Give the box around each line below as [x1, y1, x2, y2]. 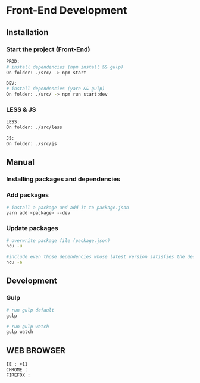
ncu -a [6, 259, 23, 265]
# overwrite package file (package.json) [6, 237, 111, 244]
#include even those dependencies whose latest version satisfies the [6, 254, 185, 260]
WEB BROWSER [6, 346, 65, 356]
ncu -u [6, 243, 23, 249]
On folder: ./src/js [6, 141, 58, 147]
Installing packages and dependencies [6, 175, 121, 183]
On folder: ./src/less [6, 124, 62, 131]
